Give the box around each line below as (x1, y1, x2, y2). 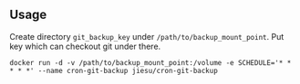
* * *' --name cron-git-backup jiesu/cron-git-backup (9, 66, 219, 75)
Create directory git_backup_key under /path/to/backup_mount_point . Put (9, 31, 284, 42)
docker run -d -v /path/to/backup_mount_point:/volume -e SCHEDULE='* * (9, 58, 292, 67)
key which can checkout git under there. (9, 41, 161, 51)
